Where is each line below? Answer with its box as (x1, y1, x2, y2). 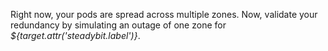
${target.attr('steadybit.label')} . (10, 30, 141, 41)
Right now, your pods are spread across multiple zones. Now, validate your (10, 9, 318, 20)
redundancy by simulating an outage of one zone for (10, 19, 227, 31)
